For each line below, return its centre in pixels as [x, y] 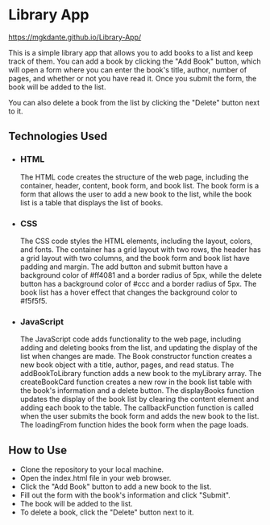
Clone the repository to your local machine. [91, 469]
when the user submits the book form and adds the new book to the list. [139, 416]
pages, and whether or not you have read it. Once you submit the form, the [133, 78]
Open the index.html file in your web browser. [96, 478]
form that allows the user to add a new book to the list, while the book [136, 194]
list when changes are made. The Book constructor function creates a [136, 357]
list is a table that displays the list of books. [91, 202]
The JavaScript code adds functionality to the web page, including [131, 339]
